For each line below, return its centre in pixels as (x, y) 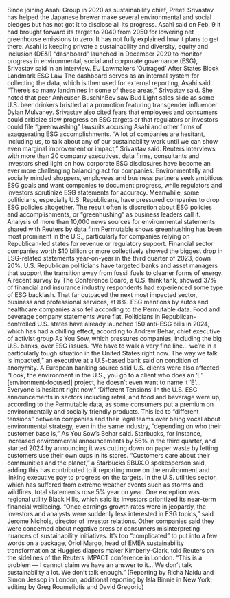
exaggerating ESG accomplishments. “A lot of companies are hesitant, (106, 134)
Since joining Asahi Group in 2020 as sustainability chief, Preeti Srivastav (111, 10)
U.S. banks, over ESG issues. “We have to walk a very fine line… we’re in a (112, 346)
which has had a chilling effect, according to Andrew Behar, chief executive (114, 331)
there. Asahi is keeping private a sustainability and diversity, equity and (108, 46)
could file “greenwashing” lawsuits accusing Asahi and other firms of (105, 127)
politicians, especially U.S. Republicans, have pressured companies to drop (113, 200)
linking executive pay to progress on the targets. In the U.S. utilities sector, (112, 477)
